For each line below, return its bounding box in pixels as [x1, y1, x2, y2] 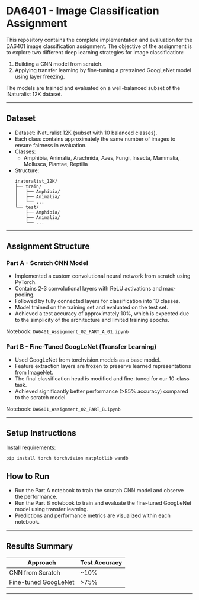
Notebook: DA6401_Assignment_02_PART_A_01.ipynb [6, 328, 129, 335]
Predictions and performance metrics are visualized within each [14, 512, 171, 519]
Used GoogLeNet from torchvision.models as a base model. [14, 356, 161, 363]
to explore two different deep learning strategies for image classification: [6, 49, 184, 56]
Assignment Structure [6, 241, 90, 251]
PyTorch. [14, 279, 37, 286]
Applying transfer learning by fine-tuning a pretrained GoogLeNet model [14, 66, 191, 73]
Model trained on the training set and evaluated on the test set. [14, 304, 169, 311]
